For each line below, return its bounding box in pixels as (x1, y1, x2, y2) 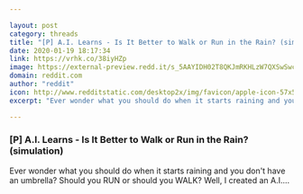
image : (9, 63, 34, 72)
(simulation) (9, 145, 64, 157)
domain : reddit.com (9, 71, 83, 81)
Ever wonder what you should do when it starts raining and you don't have (9, 165, 286, 176)
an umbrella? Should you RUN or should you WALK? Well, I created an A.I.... (9, 174, 290, 185)
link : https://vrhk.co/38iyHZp (9, 55, 127, 64)
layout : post (9, 21, 59, 30)
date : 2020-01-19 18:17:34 (9, 46, 111, 55)
